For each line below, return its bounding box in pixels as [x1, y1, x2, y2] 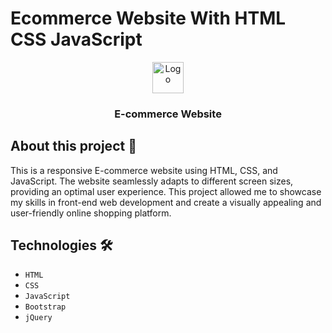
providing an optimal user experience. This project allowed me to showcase [10, 185, 322, 197]
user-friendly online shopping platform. [10, 207, 172, 219]
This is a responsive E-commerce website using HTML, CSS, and [10, 164, 278, 176]
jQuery [24, 313, 53, 323]
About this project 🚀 [10, 138, 137, 155]
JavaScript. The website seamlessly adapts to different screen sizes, [10, 175, 294, 187]
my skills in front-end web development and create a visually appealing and [10, 196, 322, 208]
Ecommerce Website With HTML [10, 7, 287, 30]
